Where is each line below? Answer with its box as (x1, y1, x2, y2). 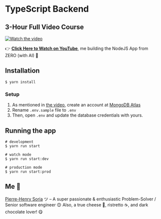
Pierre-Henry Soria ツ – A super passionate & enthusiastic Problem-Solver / (5, 196, 157, 202)
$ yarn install (5, 80, 36, 84)
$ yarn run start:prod (5, 169, 51, 174)
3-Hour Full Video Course (5, 23, 84, 31)
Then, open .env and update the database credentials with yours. (12, 112, 143, 118)
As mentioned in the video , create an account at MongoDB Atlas (12, 102, 141, 108)
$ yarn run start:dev (5, 156, 49, 161)
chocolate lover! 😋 (5, 209, 43, 215)
